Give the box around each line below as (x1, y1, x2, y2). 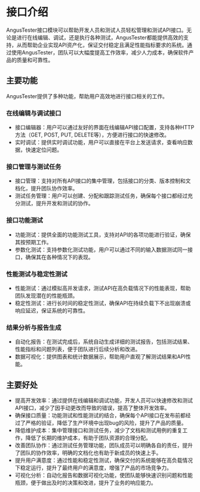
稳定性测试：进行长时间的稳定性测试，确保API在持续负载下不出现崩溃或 (14, 299, 191, 306)
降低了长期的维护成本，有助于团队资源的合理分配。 (25, 435, 151, 442)
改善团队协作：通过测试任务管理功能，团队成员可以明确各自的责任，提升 (14, 442, 193, 449)
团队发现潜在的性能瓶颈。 (14, 291, 78, 299)
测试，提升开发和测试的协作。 (20, 200, 94, 207)
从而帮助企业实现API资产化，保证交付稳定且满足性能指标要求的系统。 (16, 41, 187, 48)
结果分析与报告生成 (6, 323, 61, 332)
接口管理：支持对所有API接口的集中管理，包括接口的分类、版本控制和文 (14, 177, 191, 184)
